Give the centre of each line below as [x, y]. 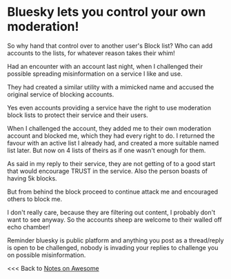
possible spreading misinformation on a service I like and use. [95, 74]
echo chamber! [29, 227]
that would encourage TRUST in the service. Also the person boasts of [108, 171]
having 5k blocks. [32, 178]
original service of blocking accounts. [61, 94]
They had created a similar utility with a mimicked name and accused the [111, 87]
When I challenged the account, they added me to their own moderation [109, 128]
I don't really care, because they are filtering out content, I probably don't [111, 212]
